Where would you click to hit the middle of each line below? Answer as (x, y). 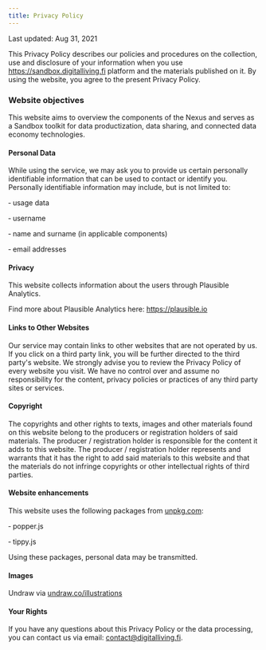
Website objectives (47, 100)
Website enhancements (49, 493)
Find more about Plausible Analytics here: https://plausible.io (108, 309)
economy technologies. (47, 134)
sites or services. (37, 387)
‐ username (27, 218)
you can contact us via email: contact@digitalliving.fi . (96, 638)
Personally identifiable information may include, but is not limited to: (119, 188)
